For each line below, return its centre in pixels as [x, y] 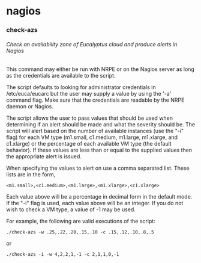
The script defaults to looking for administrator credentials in [81, 87]
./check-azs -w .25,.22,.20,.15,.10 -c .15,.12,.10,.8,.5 [80, 232]
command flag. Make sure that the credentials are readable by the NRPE [95, 100]
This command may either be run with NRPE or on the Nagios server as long [100, 69]
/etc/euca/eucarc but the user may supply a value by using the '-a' [89, 94]
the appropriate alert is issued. [44, 156]
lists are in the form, [31, 175]
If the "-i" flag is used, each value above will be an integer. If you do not [95, 203]
